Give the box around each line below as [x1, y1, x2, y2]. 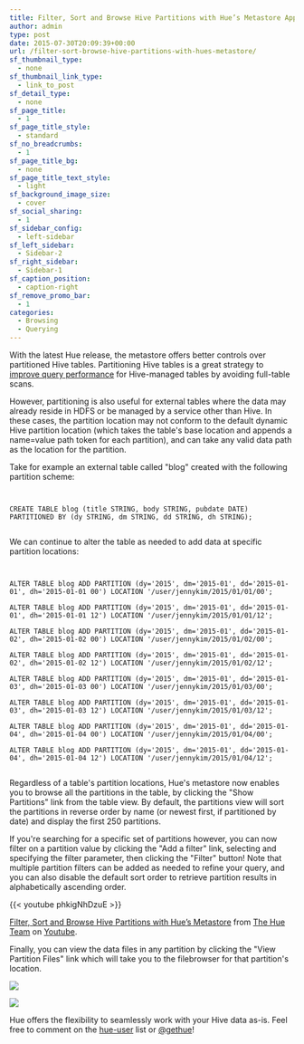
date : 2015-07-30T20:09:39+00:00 [9, 38, 136, 48]
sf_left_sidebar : [9, 241, 75, 250]
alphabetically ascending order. [9, 882, 127, 892]
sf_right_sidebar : [9, 257, 79, 267]
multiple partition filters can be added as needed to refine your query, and [9, 862, 285, 873]
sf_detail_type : [9, 89, 71, 98]
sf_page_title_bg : [9, 156, 79, 166]
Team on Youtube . [9, 926, 78, 937]
